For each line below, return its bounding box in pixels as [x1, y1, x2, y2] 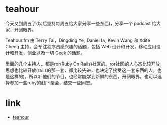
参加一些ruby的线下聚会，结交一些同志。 [9, 79, 95, 86]
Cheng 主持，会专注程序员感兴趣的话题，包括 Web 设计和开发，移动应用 [5, 43, 157, 49]
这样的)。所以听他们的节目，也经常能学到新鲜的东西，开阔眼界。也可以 [9, 73, 158, 79]
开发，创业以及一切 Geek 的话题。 [14, 50, 86, 56]
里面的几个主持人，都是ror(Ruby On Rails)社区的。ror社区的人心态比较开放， [5, 60, 164, 67]
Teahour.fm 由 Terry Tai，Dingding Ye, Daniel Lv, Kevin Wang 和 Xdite [5, 37, 150, 43]
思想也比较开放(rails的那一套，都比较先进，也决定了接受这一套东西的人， [5, 67, 158, 73]
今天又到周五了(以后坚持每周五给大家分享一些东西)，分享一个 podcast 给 [5, 20, 157, 26]
